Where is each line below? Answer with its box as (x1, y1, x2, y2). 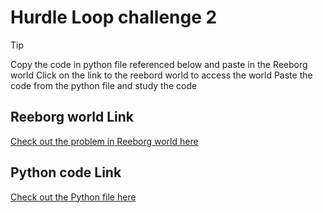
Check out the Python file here (10, 191, 137, 203)
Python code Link (10, 164, 122, 181)
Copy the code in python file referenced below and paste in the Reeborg (10, 58, 308, 70)
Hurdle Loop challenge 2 (10, 6, 218, 29)
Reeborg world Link (10, 109, 134, 126)
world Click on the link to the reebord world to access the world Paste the (10, 69, 313, 81)
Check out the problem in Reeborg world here (10, 135, 199, 147)
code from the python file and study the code (10, 79, 198, 91)
